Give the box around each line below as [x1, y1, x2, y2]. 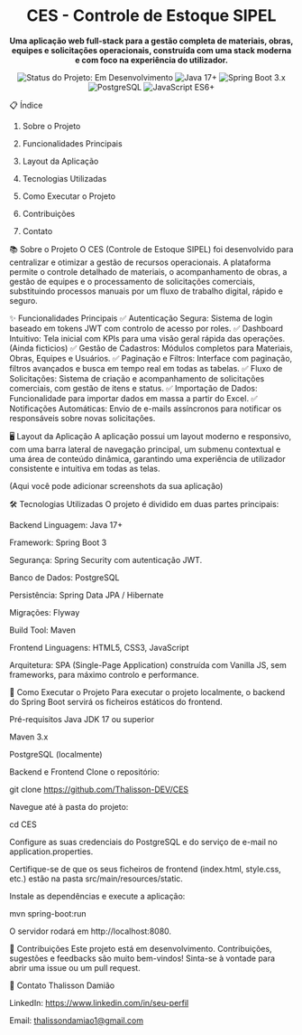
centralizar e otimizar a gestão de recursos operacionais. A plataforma [9, 257, 271, 268]
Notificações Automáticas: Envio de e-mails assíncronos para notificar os [9, 403, 282, 414]
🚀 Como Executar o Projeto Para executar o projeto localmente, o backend [9, 686, 286, 697]
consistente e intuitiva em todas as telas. [9, 463, 160, 474]
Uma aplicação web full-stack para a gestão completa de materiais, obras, [9, 35, 294, 46]
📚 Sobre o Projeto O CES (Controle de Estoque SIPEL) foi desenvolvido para [9, 243, 294, 254]
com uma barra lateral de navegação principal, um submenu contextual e [9, 444, 281, 455]
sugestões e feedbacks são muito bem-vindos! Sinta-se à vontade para [9, 953, 276, 964]
